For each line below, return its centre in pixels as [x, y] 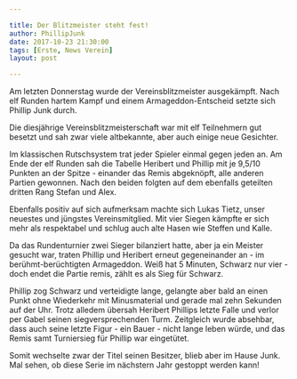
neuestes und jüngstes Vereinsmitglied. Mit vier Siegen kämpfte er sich [139, 219]
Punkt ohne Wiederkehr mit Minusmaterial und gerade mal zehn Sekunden [145, 301]
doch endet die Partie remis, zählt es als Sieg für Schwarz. [116, 274]
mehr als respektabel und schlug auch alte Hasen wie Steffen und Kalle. [141, 229]
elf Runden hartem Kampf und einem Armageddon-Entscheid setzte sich [142, 101]
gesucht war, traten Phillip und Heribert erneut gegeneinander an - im [137, 255]
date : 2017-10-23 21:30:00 [59, 42]
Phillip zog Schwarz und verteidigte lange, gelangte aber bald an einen [139, 291]
